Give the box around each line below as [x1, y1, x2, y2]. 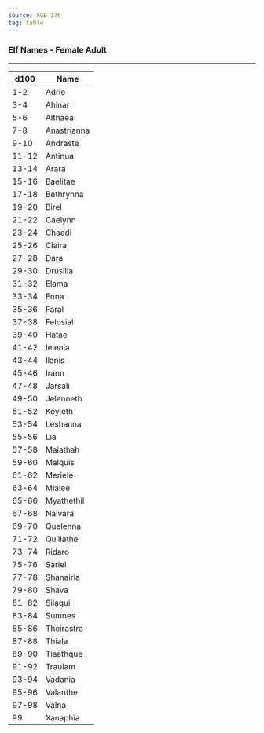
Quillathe [45, 533, 79, 544]
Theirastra [45, 622, 84, 633]
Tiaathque [45, 648, 83, 659]
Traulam [45, 661, 76, 672]
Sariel [45, 559, 67, 570]
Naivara [45, 508, 75, 519]
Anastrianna [45, 125, 90, 136]
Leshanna [45, 418, 82, 429]
